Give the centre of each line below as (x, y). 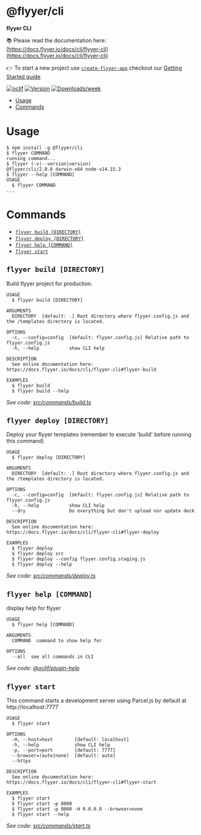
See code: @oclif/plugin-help (43, 668)
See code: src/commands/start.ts (48, 826)
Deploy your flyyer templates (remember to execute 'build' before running (99, 434)
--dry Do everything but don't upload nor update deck (103, 511)
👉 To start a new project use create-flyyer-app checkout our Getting (94, 68)
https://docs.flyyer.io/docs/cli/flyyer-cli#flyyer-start (81, 782)
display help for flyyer (34, 608)
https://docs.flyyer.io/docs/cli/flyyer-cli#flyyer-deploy (83, 533)
